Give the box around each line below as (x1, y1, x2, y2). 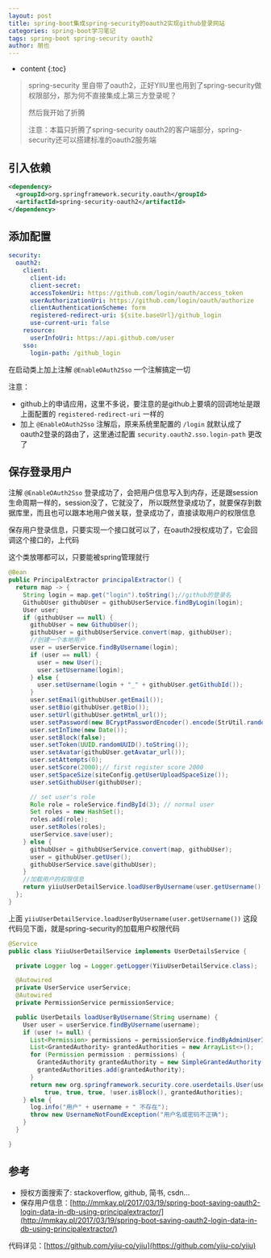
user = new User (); (37, 658, 103, 666)
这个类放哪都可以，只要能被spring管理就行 (8, 552, 150, 562)
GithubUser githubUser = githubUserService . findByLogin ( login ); (23, 598, 244, 606)
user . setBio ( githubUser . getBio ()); (29, 703, 150, 712)
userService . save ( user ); (29, 831, 114, 839)
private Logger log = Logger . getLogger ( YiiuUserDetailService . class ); (15, 961, 258, 970)
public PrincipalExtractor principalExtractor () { (8, 576, 182, 585)
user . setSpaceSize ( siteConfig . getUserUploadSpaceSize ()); (29, 771, 229, 779)
